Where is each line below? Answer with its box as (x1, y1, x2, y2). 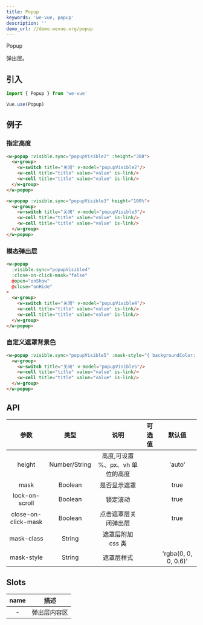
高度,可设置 (101, 451, 134, 460)
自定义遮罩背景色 (6, 338, 56, 347)
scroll (18, 499, 34, 507)
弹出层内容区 (31, 608, 68, 617)
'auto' (169, 460, 185, 469)
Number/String (49, 460, 92, 469)
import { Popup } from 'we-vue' (6, 91, 88, 97)
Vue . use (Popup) (6, 101, 45, 107)
